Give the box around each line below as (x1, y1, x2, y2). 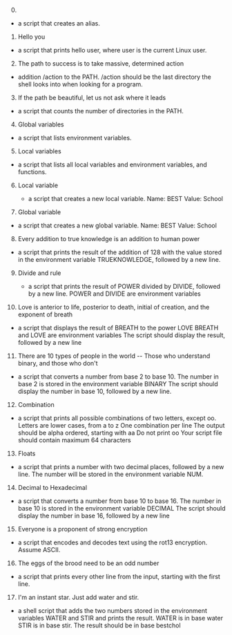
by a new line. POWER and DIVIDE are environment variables (28, 290, 201, 298)
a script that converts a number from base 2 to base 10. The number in (17, 372, 220, 381)
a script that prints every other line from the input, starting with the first (17, 573, 220, 580)
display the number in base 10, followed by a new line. (17, 387, 172, 395)
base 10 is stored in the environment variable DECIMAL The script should (17, 504, 226, 512)
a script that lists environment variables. (17, 134, 132, 142)
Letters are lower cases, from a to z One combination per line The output (17, 421, 225, 429)
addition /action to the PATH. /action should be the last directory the (17, 73, 211, 81)
